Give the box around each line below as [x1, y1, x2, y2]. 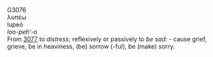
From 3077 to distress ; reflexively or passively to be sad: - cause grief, [7, 35, 208, 43]
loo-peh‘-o [7, 27, 38, 36]
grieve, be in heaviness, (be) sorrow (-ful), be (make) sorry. [7, 43, 175, 50]
